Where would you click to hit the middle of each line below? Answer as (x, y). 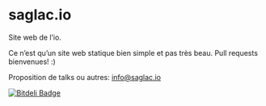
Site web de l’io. (35, 37)
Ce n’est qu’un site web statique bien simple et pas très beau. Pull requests (133, 53)
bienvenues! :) (32, 61)
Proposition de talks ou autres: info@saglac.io (85, 77)
